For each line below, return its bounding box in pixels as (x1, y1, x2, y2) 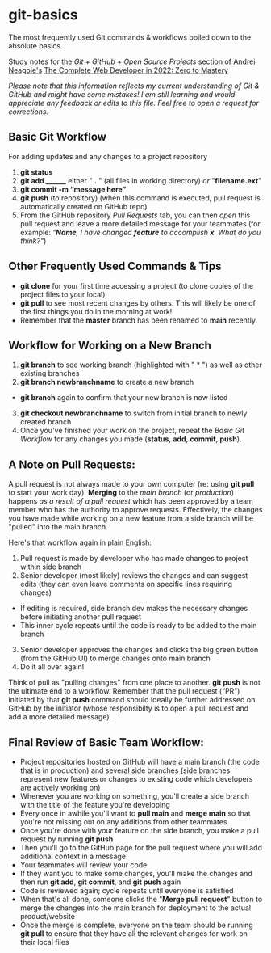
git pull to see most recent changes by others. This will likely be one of (19, 297, 256, 308)
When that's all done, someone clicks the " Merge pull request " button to (19, 895, 263, 904)
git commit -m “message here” (19, 184, 127, 194)
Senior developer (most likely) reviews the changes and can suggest (19, 571, 248, 580)
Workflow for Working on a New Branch (8, 338, 212, 352)
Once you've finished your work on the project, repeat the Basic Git (19, 426, 244, 436)
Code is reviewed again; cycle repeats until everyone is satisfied (19, 886, 234, 895)
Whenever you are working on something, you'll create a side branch (19, 791, 250, 801)
